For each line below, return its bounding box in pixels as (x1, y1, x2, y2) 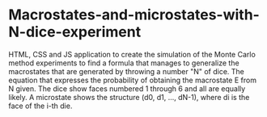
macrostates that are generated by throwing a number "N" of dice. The (8, 66, 245, 76)
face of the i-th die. (8, 101, 73, 111)
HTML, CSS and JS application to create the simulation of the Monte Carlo (8, 49, 256, 59)
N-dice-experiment (8, 23, 142, 41)
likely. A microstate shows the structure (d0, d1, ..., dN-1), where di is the (8, 92, 250, 102)
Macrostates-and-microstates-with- (8, 6, 261, 24)
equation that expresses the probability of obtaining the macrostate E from (8, 75, 257, 85)
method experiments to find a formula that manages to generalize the (8, 58, 240, 68)
